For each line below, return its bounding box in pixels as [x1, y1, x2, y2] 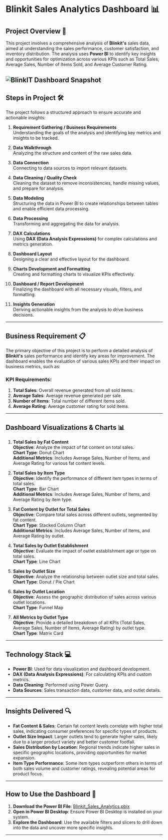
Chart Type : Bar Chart [12, 486, 59, 492]
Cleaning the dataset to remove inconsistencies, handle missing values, [12, 180, 160, 186]
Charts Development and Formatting [12, 266, 90, 272]
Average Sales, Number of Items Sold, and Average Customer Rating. [5, 62, 148, 67]
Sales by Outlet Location [12, 589, 65, 595]
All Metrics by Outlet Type [12, 614, 69, 621]
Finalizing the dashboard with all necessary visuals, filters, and [12, 286, 142, 293]
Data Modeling [12, 195, 44, 201]
